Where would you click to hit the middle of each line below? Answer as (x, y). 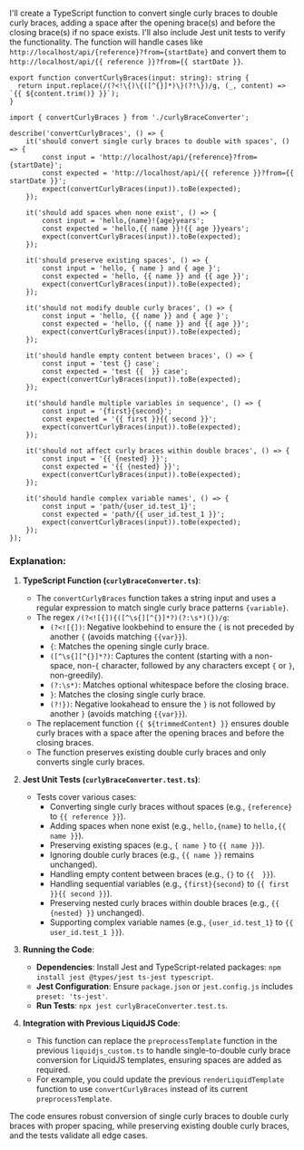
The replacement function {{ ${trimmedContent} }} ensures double (162, 724)
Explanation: (38, 560)
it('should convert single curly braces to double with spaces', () (158, 141)
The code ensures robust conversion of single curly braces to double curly (149, 1116)
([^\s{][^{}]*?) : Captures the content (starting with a (151, 656)
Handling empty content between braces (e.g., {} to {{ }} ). (163, 874)
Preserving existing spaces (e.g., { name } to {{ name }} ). (157, 845)
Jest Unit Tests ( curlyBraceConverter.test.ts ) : (112, 780)
